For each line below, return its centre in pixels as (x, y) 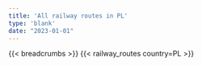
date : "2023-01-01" (41, 31)
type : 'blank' (32, 23)
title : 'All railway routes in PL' (68, 16)
